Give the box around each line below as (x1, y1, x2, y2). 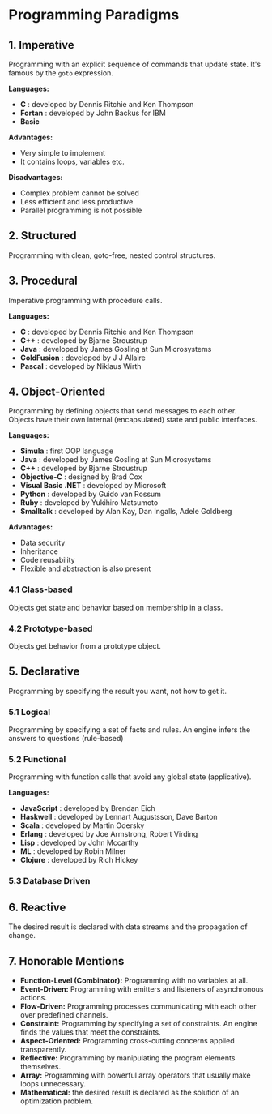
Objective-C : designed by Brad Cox (19, 472, 142, 482)
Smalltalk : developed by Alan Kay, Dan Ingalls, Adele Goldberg (19, 507, 232, 516)
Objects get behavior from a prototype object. (8, 641, 162, 651)
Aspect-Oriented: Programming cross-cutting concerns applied (19, 1035, 235, 1045)
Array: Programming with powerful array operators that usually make (19, 1070, 251, 1080)
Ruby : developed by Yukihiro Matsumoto (19, 498, 159, 508)
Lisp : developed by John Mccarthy (19, 838, 139, 848)
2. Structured (8, 229, 77, 242)
